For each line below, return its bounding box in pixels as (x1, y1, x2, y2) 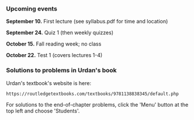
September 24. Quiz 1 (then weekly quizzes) (6, 29, 114, 36)
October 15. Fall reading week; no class (6, 40, 102, 48)
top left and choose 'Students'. (6, 107, 80, 114)
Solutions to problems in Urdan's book (6, 66, 117, 75)
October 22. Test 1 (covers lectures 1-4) (6, 52, 103, 59)
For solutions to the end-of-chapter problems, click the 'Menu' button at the (6, 101, 189, 108)
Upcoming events (6, 5, 57, 13)
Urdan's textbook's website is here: (6, 79, 92, 86)
